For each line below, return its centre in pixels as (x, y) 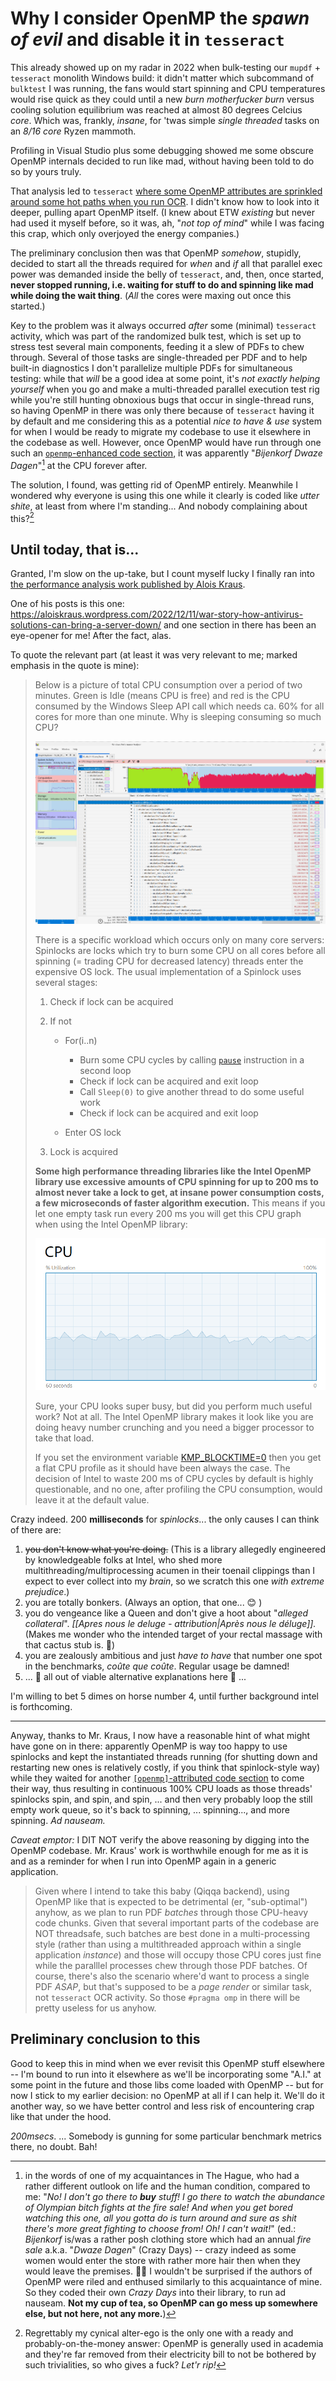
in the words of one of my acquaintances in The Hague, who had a (162, 2175)
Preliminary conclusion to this (105, 2039)
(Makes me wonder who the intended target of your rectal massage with (173, 1634)
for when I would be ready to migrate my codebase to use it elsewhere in (161, 431)
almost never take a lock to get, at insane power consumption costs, (179, 1193)
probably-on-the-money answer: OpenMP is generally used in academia (174, 2343)
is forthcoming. (41, 1707)
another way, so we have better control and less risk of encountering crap (162, 2106)
